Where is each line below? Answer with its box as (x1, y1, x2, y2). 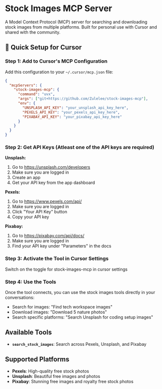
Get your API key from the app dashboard (12, 180, 95, 186)
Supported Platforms (5, 355, 70, 364)
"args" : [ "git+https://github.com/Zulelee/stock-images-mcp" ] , (17, 97, 148, 101)
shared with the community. (5, 29, 60, 35)
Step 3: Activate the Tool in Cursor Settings (5, 255, 109, 262)
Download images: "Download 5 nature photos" (12, 309, 107, 315)
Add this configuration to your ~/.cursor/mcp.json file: (5, 69, 114, 75)
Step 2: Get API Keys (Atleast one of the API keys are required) (5, 144, 155, 150)
